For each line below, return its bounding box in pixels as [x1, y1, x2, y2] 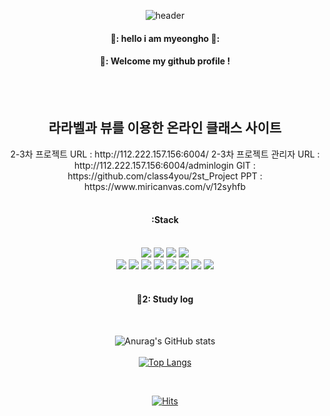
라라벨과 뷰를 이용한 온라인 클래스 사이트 [48, 120, 282, 137]
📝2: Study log [136, 293, 194, 305]
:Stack [151, 214, 179, 226]
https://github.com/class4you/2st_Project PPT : [67, 170, 263, 182]
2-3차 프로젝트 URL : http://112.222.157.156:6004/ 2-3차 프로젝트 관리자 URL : [10, 148, 320, 160]
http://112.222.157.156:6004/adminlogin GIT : [73, 159, 257, 171]
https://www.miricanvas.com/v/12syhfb [84, 180, 246, 192]
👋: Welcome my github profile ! [99, 55, 231, 67]
